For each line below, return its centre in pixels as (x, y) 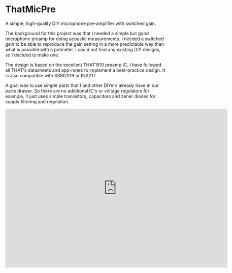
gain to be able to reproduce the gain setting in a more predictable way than (85, 44)
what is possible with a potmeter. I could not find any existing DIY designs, (83, 49)
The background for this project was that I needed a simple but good (77, 33)
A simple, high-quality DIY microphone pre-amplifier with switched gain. (81, 23)
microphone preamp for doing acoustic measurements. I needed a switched (85, 39)
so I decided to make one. (32, 55)
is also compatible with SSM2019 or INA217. (51, 75)
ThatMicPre (30, 9)
